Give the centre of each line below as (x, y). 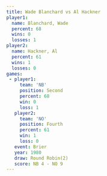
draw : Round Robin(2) (41, 158)
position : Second (41, 91)
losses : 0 (24, 68)
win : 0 (28, 102)
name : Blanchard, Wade (40, 23)
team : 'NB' (33, 85)
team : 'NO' (33, 119)
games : (14, 74)
